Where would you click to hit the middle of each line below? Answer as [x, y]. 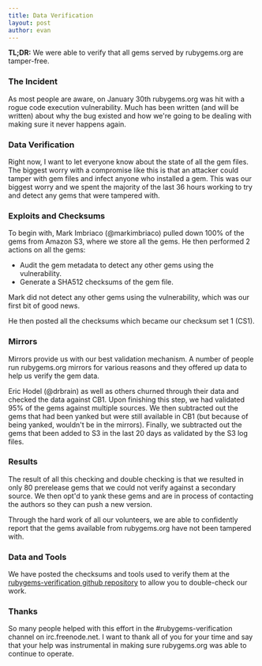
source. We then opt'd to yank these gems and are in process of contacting [131, 496]
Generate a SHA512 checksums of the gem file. [96, 282]
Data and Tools [37, 557]
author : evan [30, 30]
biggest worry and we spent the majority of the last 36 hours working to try [130, 187]
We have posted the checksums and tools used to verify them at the [119, 574]
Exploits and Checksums [57, 216]
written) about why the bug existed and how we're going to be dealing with [130, 115]
